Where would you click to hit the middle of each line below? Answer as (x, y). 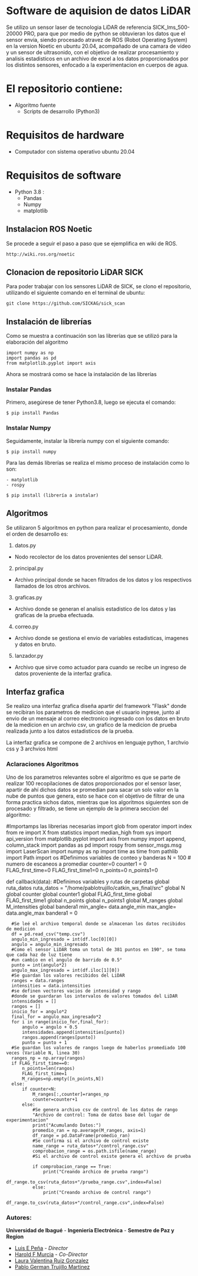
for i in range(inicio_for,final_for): (60, 1022)
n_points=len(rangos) (48, 1068)
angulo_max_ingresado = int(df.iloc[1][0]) (65, 970)
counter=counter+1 (55, 1099)
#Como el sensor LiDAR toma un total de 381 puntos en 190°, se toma (98, 949)
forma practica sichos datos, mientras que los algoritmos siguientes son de (97, 802)
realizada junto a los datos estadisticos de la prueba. (70, 731)
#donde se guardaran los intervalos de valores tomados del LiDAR (95, 996)
